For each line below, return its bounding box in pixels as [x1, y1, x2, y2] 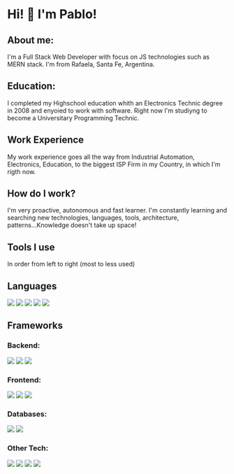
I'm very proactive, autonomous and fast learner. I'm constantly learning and [7, 206, 228, 215]
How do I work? [7, 188, 76, 200]
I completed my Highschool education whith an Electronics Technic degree [7, 99, 224, 107]
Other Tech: [7, 443, 49, 453]
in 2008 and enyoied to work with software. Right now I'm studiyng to [7, 106, 207, 115]
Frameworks [7, 319, 64, 331]
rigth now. [7, 167, 36, 175]
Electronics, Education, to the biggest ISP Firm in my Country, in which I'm [7, 160, 221, 168]
